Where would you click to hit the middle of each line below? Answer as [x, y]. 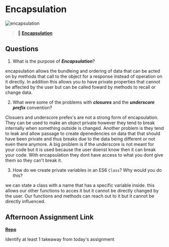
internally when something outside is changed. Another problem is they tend [84, 128]
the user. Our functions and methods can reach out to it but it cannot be [80, 196]
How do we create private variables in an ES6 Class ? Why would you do [87, 170]
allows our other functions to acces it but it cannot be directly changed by [82, 190]
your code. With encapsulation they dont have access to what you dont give [84, 155]
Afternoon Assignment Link [49, 217]
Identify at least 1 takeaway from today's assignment [60, 239]
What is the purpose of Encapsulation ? [54, 61]
